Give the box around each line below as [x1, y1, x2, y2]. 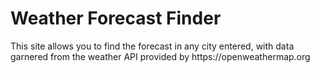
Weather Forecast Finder [10, 7, 222, 30]
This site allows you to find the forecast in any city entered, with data [10, 40, 295, 52]
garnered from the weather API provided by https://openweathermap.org [10, 50, 311, 62]
